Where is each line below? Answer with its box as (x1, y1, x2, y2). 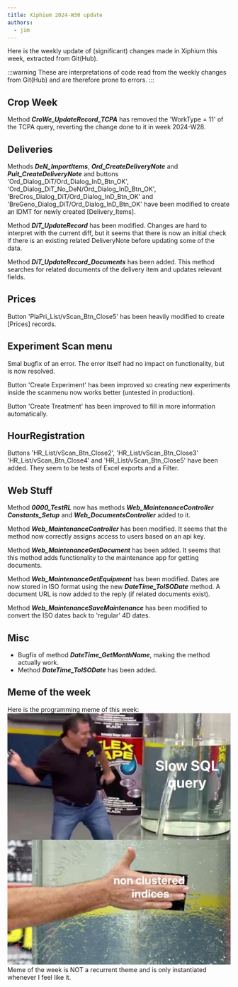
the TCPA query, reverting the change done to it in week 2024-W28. (7, 123, 206, 131)
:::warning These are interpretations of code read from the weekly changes (7, 68, 227, 77)
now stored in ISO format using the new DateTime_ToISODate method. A (7, 583, 221, 591)
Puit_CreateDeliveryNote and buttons (7, 170, 119, 178)
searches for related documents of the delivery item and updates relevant (7, 265, 222, 274)
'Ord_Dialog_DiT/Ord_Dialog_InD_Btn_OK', (7, 178, 130, 185)
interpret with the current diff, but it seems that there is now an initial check (7, 229, 227, 237)
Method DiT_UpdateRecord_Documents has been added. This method (7, 258, 215, 266)
